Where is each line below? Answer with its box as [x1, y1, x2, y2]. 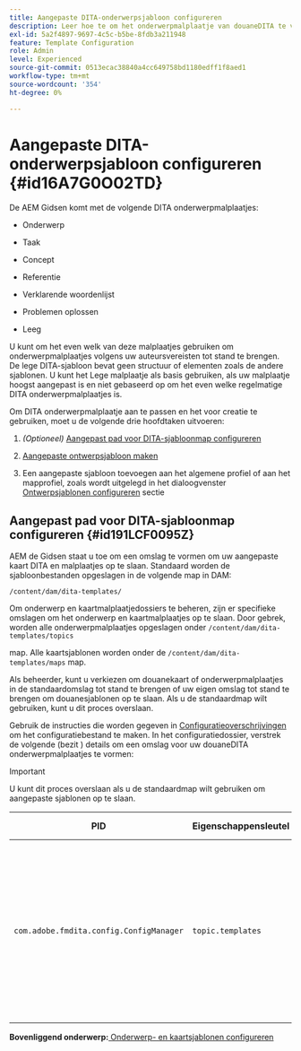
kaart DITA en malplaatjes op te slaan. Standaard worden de [9, 560, 231, 571]
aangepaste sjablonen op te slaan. [9, 793, 136, 803]
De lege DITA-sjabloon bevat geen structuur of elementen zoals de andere [9, 360, 284, 371]
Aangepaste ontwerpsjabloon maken [21, 450, 159, 462]
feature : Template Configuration [9, 38, 134, 48]
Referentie [21, 272, 61, 282]
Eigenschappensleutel [192, 820, 290, 832]
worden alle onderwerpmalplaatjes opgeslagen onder [9, 622, 207, 633]
